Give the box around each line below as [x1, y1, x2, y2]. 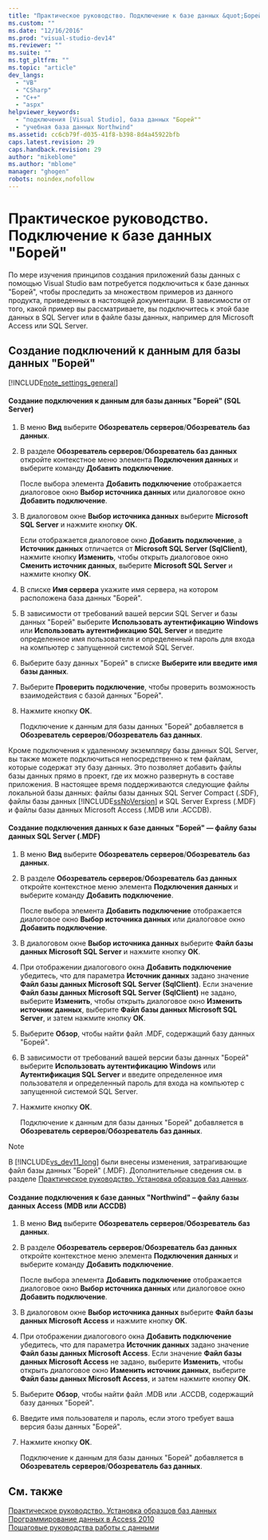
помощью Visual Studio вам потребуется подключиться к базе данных [8, 278, 250, 288]
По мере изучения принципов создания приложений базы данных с [8, 269, 241, 280]
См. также [8, 1484, 64, 1498]
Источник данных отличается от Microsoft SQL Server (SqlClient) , [19, 543, 247, 553]
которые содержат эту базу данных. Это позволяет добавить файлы [8, 762, 242, 772]
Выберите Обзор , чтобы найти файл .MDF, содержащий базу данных [19, 1029, 255, 1039]
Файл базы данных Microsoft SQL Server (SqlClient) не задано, [19, 988, 237, 997]
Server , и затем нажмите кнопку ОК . [19, 1013, 146, 1023]
